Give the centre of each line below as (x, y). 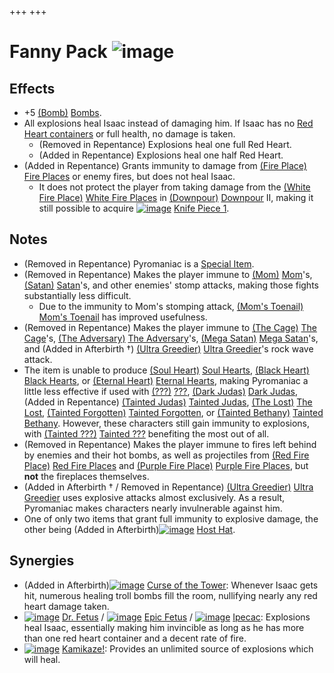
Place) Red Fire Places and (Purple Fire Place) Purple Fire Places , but (166, 465)
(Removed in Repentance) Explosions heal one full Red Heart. (165, 144)
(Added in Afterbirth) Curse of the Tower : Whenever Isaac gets (171, 585)
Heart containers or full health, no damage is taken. (129, 134)
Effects (32, 88)
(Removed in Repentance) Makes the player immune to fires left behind (170, 444)
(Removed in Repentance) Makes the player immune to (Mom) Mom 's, (168, 274)
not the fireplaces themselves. (86, 476)
